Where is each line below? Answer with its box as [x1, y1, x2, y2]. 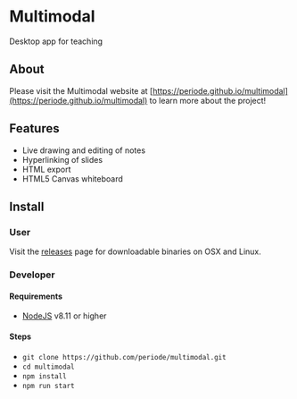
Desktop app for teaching [9, 36, 103, 47]
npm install [21, 371, 67, 381]
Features [9, 121, 60, 136]
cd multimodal [21, 362, 75, 371]
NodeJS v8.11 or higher [21, 310, 107, 321]
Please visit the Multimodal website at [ [9, 85, 153, 96]
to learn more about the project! [149, 95, 267, 106]
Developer [9, 268, 55, 281]
